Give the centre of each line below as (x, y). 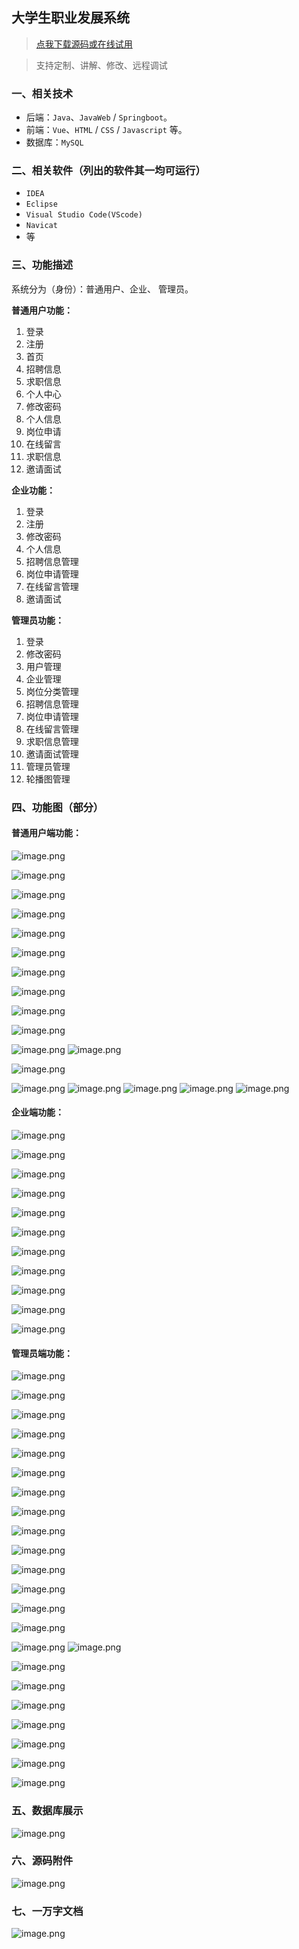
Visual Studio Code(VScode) (84, 215)
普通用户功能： (42, 310)
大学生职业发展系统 (70, 18)
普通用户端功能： (46, 833)
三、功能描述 (42, 265)
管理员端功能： (42, 1353)
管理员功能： (37, 620)
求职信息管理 (52, 741)
